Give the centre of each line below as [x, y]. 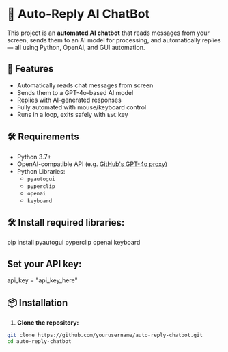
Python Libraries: [41, 171]
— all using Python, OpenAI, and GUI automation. [76, 47]
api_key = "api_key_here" [42, 280]
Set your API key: [44, 263]
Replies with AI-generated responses [69, 100]
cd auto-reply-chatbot [39, 341]
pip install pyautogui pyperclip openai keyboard [74, 243]
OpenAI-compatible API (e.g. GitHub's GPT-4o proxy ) [92, 164]
